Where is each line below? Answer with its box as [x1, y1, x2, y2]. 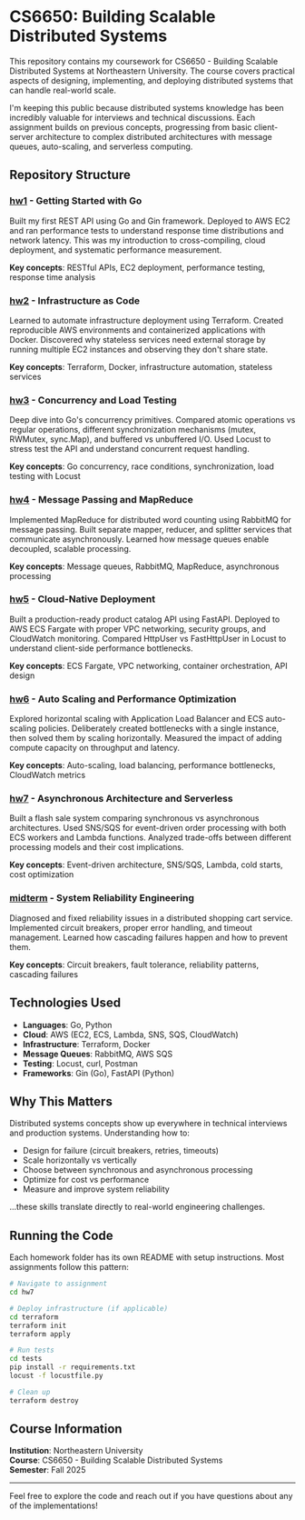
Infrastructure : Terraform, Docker [22, 1038, 151, 1049]
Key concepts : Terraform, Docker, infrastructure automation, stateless [9, 361, 273, 372]
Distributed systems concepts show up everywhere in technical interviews [9, 1118, 288, 1129]
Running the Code [9, 1227, 113, 1243]
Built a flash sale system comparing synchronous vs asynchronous [9, 813, 260, 824]
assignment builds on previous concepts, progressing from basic [9, 121, 252, 133]
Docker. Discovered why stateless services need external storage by [9, 334, 266, 345]
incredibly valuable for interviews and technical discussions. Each [9, 112, 256, 123]
